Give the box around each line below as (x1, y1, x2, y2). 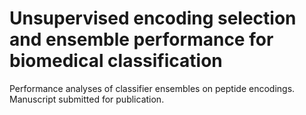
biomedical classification (9, 50, 223, 72)
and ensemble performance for (9, 28, 274, 51)
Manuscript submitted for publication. (9, 93, 165, 105)
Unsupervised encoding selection (9, 7, 297, 30)
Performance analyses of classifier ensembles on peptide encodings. (9, 82, 296, 94)
